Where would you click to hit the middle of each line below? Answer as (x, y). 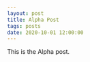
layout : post (26, 13)
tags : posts (24, 26)
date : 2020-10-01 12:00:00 (45, 32)
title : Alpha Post (33, 20)
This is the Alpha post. (39, 52)
